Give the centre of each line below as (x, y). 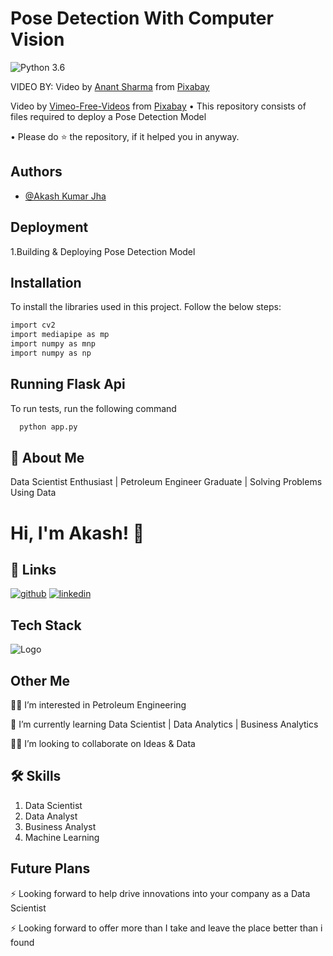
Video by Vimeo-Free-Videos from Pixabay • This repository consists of (158, 106)
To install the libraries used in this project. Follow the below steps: (146, 307)
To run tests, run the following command (93, 408)
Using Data (33, 493)
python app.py (48, 427)
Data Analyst (51, 816)
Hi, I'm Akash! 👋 (77, 533)
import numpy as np (51, 353)
